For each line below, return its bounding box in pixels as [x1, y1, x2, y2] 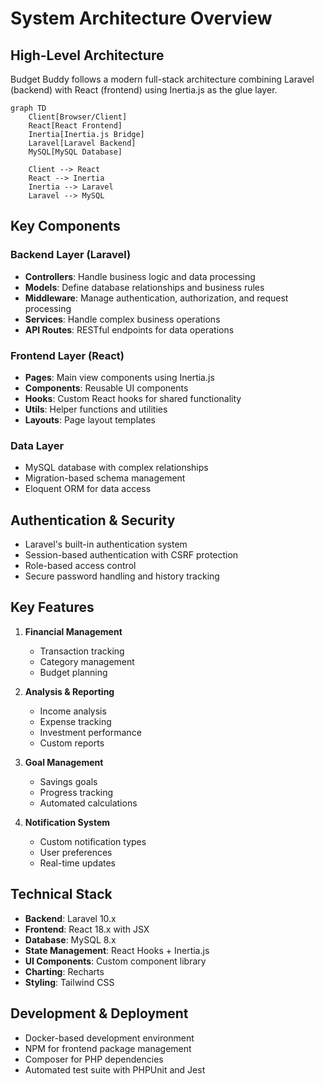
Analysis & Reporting [24, 685, 115, 697]
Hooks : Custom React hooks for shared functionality [24, 392, 242, 404]
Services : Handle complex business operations [24, 313, 221, 325]
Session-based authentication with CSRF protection [24, 549, 239, 561]
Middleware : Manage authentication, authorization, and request [24, 292, 289, 304]
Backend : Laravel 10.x [24, 912, 117, 924]
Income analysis [39, 705, 107, 717]
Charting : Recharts [24, 965, 105, 977]
